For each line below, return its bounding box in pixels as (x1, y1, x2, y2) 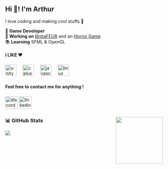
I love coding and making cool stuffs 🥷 (5, 18, 84, 24)
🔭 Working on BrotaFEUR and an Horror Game (5, 33, 101, 39)
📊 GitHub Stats (5, 117, 43, 124)
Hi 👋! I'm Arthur (5, 5, 54, 13)
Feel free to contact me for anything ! (5, 84, 84, 90)
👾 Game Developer (5, 28, 45, 34)
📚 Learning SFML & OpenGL (5, 38, 65, 45)
